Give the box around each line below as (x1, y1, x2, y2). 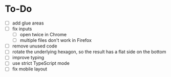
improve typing (12, 55, 45, 61)
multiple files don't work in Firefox (19, 37, 92, 43)
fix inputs (12, 26, 32, 32)
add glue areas (12, 20, 44, 26)
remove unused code (12, 43, 57, 49)
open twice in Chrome (19, 32, 67, 38)
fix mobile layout (12, 66, 47, 72)
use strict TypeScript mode (12, 60, 70, 66)
